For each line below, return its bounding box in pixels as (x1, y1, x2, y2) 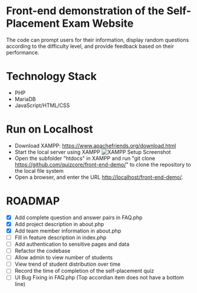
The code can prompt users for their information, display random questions (6, 36, 189, 43)
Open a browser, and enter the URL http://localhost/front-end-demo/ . (14, 173, 183, 181)
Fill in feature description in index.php (14, 234, 107, 241)
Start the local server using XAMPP (14, 148, 100, 155)
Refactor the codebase (14, 247, 71, 255)
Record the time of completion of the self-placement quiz (14, 268, 155, 275)
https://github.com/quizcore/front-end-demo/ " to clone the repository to (14, 161, 191, 168)
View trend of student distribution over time (14, 260, 121, 268)
